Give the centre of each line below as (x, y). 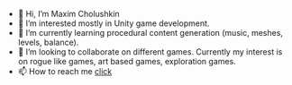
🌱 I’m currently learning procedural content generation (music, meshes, (151, 33)
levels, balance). (48, 42)
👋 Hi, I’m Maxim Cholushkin (68, 14)
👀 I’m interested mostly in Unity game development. (114, 23)
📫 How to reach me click (65, 71)
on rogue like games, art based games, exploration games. (127, 61)
